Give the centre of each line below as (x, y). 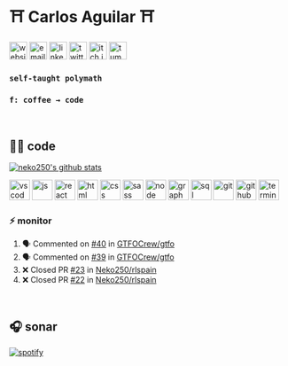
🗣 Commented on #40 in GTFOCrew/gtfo (98, 244)
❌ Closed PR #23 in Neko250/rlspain (89, 270)
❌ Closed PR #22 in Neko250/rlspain (89, 280)
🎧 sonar (33, 327)
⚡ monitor (31, 221)
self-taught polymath (56, 78)
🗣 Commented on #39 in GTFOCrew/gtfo (98, 257)
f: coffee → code (47, 100)
